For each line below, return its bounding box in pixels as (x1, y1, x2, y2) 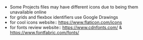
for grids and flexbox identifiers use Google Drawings (9, 14, 118, 20)
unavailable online (9, 9, 47, 15)
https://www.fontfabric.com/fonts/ (9, 30, 80, 35)
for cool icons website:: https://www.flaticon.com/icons (9, 19, 122, 25)
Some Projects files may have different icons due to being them (9, 4, 139, 10)
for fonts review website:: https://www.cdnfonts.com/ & (9, 25, 122, 30)
